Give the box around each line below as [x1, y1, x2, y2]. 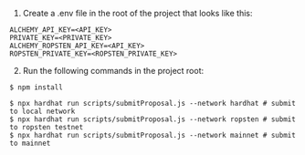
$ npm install [9, 83, 64, 92]
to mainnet [9, 139, 51, 148]
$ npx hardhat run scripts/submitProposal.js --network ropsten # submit [9, 115, 297, 124]
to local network [9, 107, 76, 116]
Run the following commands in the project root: [22, 66, 205, 76]
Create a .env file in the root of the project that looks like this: [22, 8, 253, 18]
